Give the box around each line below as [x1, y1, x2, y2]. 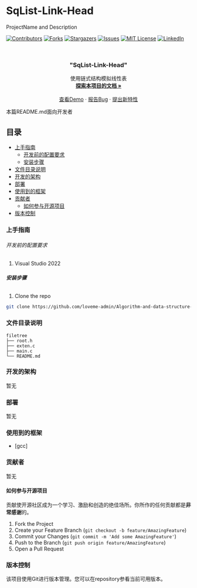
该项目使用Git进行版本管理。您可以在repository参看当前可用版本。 [6, 576, 166, 583]
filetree [6, 332, 28, 338]
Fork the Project [14, 520, 54, 527]
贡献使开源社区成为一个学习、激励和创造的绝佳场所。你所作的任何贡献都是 [6, 501, 186, 508]
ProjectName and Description [6, 23, 77, 30]
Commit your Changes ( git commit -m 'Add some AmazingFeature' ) [14, 532, 177, 540]
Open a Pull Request [14, 545, 64, 552]
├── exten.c [6, 343, 35, 349]
